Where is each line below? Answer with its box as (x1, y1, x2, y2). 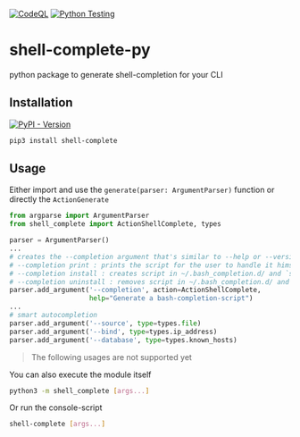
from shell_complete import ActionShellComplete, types (9, 220, 221, 229)
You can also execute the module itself (9, 369, 152, 380)
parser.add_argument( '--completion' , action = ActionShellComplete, (9, 286, 262, 295)
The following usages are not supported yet (30, 351, 192, 362)
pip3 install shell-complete (9, 136, 118, 145)
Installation (9, 95, 73, 111)
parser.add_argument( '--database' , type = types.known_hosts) (9, 335, 238, 344)
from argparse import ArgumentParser (9, 211, 150, 221)
